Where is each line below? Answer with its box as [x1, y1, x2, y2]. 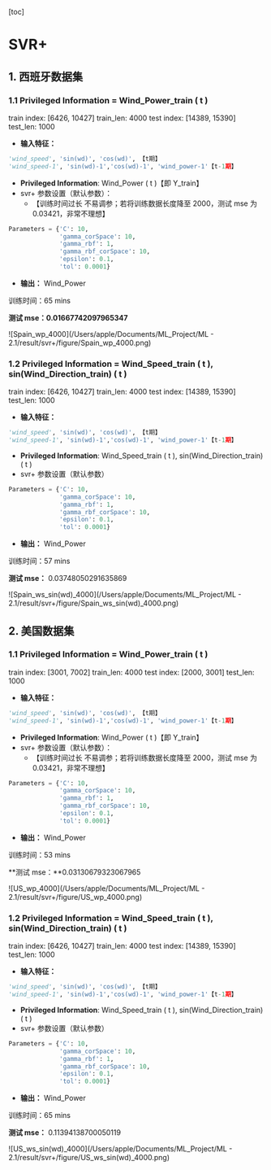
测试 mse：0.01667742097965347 [8, 312, 128, 322]
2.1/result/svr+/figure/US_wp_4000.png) [8, 892, 143, 902]
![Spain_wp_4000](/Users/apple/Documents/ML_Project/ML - [8, 329, 214, 338]
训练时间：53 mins [8, 849, 71, 859]
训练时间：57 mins [8, 557, 71, 566]
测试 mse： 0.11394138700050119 [8, 1128, 122, 1137]
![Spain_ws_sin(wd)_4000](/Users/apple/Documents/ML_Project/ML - [8, 590, 242, 600]
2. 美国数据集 [8, 624, 75, 638]
